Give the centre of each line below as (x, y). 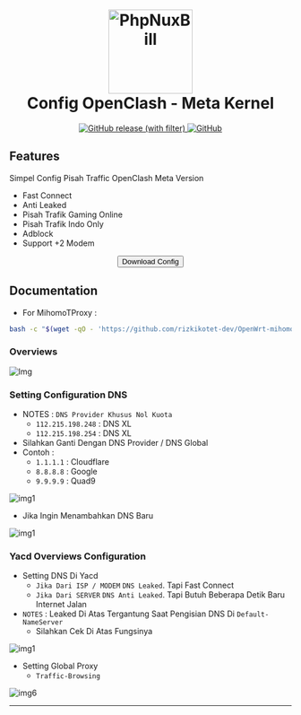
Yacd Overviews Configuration (77, 556)
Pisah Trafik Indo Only (63, 223)
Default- (253, 615)
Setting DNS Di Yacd (60, 576)
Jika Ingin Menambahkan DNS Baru (88, 516)
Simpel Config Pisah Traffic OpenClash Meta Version (107, 178)
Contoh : (38, 452)
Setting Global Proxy (60, 666)
